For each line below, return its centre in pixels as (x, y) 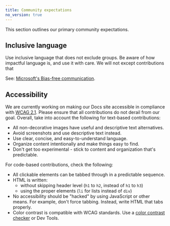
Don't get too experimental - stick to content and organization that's (84, 149)
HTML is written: (30, 180)
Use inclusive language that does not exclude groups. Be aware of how (80, 58)
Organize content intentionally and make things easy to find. (76, 144)
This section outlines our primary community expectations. (67, 29)
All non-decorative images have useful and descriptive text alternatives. (88, 128)
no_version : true (24, 15)
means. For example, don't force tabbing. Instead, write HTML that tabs (88, 202)
